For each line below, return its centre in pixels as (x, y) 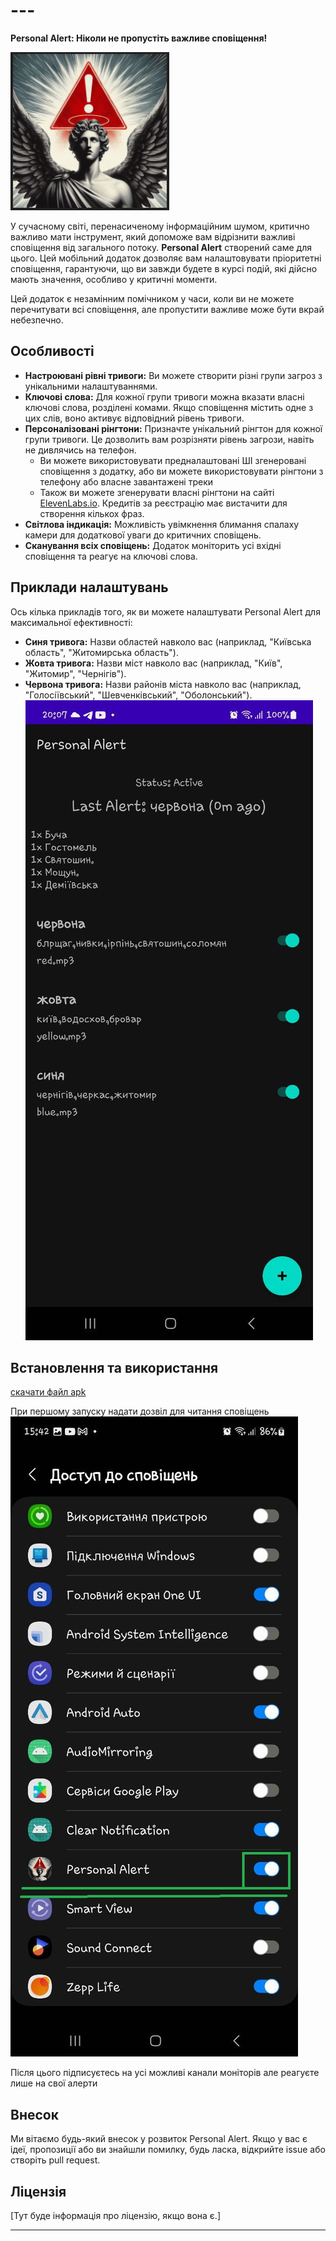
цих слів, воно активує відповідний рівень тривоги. (134, 418)
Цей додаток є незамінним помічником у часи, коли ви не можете (152, 298)
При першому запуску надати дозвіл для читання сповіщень (140, 1411)
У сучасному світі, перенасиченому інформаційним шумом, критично (160, 226)
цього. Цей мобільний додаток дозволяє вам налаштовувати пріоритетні (166, 258)
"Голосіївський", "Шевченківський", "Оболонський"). (138, 695)
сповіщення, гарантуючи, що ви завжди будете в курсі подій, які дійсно (164, 268)
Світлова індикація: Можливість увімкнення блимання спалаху (162, 524)
